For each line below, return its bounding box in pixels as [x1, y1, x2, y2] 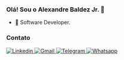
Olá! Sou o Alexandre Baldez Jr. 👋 [6, 5, 105, 14]
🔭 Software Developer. [14, 19, 71, 26]
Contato [6, 34, 31, 42]
